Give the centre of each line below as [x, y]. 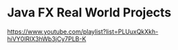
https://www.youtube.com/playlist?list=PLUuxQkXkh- [83, 32]
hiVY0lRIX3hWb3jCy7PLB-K [47, 38]
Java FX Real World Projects [89, 13]
